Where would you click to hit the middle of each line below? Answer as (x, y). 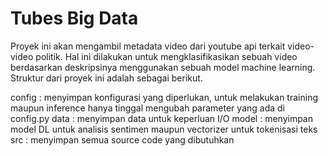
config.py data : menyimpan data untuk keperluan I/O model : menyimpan (162, 118)
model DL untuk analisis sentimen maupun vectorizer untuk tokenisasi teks (164, 129)
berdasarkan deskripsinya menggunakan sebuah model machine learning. (163, 67)
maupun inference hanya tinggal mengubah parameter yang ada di (147, 108)
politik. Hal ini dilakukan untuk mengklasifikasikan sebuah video (166, 56)
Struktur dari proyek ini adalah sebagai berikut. (106, 78)
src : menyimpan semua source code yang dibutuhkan (122, 139)
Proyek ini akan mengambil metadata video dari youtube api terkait (148, 46)
